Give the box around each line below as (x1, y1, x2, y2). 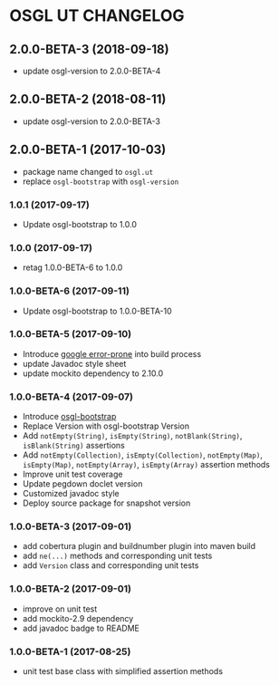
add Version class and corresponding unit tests (22, 560, 199, 571)
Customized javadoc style (22, 488, 120, 499)
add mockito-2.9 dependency (22, 613, 134, 623)
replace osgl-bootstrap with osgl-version (22, 176, 179, 187)
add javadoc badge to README (22, 622, 140, 633)
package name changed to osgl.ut (22, 166, 154, 177)
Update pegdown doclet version (22, 478, 143, 489)
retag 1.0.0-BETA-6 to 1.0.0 (22, 262, 123, 273)
